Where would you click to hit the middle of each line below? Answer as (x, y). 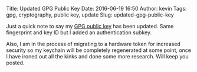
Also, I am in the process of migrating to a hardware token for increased (93, 44)
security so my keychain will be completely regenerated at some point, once (99, 50)
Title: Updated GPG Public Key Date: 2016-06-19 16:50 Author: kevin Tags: (96, 9)
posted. (15, 63)
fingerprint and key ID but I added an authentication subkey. (79, 32)
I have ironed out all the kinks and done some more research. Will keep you (97, 56)
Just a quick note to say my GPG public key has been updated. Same (90, 26)
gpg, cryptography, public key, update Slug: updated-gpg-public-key (90, 15)
